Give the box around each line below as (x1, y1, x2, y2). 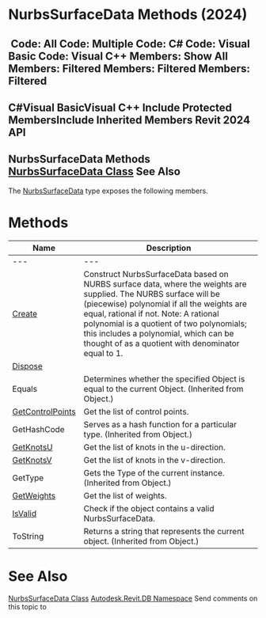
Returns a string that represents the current (83, 525, 245, 536)
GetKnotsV (12, 454, 53, 465)
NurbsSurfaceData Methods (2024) (8, 6, 248, 24)
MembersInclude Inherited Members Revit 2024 (8, 113, 251, 127)
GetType (12, 472, 44, 483)
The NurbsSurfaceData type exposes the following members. (8, 186, 208, 195)
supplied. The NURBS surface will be (83, 288, 220, 299)
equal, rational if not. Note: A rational (83, 308, 219, 319)
